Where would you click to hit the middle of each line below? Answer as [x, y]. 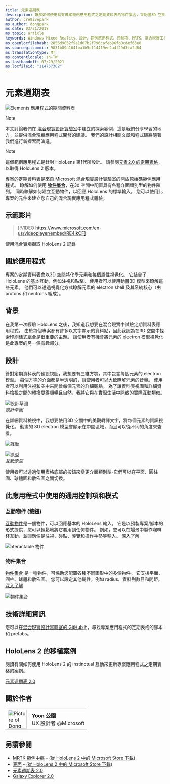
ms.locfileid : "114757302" [34, 66]
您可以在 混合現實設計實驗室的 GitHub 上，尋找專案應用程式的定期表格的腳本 [84, 627]
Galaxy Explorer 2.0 [33, 776]
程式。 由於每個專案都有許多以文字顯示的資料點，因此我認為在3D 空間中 [85, 330]
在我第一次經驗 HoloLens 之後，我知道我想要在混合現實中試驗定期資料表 [81, 324]
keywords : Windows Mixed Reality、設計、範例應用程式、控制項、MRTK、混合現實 [83, 38]
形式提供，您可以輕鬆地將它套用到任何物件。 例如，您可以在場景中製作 [79, 530]
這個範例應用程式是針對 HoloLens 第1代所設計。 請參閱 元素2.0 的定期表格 [82, 162]
